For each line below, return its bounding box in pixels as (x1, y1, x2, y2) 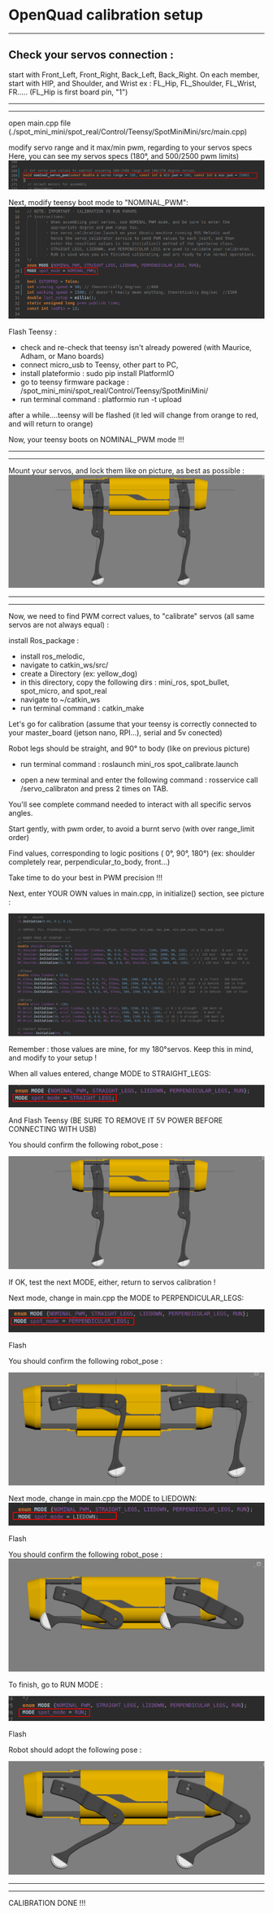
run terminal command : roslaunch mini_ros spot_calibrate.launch (19, 760, 239, 769)
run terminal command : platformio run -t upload (19, 394, 182, 404)
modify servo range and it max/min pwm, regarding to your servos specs (8, 142, 253, 152)
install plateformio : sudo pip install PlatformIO (19, 368, 175, 378)
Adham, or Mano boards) (19, 351, 105, 361)
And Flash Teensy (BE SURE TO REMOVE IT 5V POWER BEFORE (8, 1115, 223, 1125)
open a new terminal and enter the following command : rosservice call (19, 775, 258, 785)
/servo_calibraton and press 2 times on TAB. (19, 784, 169, 794)
